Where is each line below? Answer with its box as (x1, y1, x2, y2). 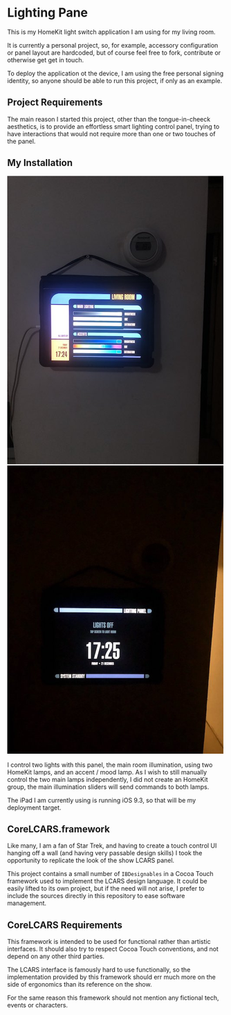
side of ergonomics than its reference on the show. (7, 980, 152, 989)
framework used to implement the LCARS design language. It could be (7, 877, 207, 886)
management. (7, 899, 47, 907)
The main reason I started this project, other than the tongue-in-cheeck (7, 115, 211, 123)
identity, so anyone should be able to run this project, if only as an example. (7, 76, 223, 84)
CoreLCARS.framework (7, 823, 111, 835)
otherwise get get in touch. (7, 55, 84, 64)
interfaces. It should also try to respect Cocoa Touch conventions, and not (7, 945, 219, 953)
